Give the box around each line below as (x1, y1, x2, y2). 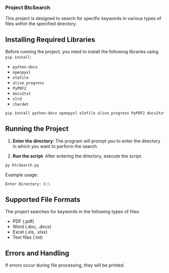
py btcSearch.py (5, 163, 39, 168)
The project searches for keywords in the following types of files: (5, 209, 140, 215)
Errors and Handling (5, 249, 69, 257)
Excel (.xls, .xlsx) (12, 229, 48, 235)
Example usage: (5, 172, 39, 178)
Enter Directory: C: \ (5, 181, 51, 187)
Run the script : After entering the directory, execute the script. (12, 153, 142, 159)
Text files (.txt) (12, 234, 43, 240)
